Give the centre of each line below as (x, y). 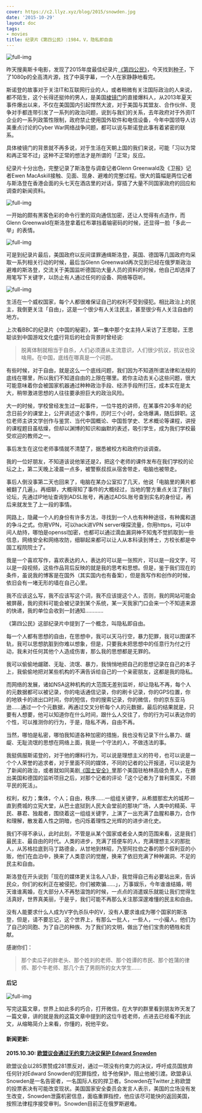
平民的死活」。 (23, 785)
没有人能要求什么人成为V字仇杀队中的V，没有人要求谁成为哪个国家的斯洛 (97, 912)
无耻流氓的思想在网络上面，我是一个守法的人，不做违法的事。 (93, 742)
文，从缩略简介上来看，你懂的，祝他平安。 (59, 1024)
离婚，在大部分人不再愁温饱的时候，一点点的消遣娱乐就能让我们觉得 (106, 892)
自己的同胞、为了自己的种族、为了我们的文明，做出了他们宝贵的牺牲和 (98, 927)
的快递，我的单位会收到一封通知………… (55, 610)
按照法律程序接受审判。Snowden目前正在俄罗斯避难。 (73, 1104)
